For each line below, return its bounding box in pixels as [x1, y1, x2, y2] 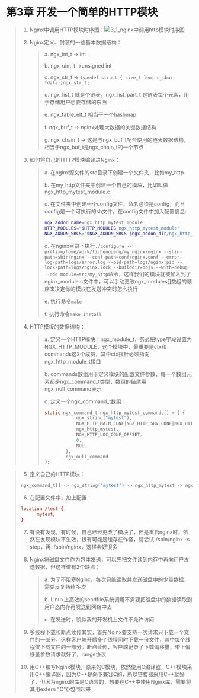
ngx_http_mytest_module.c [44, 188, 111, 195]
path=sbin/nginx [44, 254, 85, 260]
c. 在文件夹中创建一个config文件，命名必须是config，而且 [44, 200, 185, 208]
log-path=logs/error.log [44, 259, 106, 265]
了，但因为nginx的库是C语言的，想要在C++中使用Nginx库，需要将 [29, 678, 191, 685]
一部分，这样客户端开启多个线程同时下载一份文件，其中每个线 [40, 636, 191, 643]
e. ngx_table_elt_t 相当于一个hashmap [44, 111, 137, 118]
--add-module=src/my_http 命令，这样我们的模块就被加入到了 [44, 270, 191, 278]
